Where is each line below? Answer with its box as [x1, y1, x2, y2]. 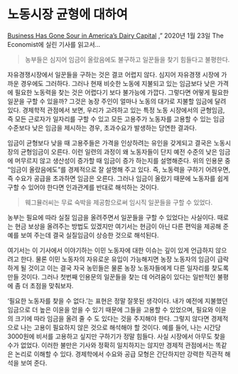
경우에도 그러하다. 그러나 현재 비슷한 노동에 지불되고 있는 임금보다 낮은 [20, 79, 216, 87]
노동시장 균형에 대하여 [7, 6, 128, 23]
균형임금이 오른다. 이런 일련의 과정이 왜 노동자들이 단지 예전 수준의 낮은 [20, 147, 218, 156]
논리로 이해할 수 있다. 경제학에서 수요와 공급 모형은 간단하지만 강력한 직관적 [14, 349, 224, 358]
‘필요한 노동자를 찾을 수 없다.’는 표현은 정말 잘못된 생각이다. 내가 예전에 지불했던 [7, 296, 228, 305]
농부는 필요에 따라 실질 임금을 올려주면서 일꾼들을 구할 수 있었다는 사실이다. [7, 213, 216, 221]
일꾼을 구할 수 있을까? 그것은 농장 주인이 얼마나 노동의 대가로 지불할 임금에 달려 [7, 97, 227, 105]
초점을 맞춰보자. [29, 281, 74, 290]
